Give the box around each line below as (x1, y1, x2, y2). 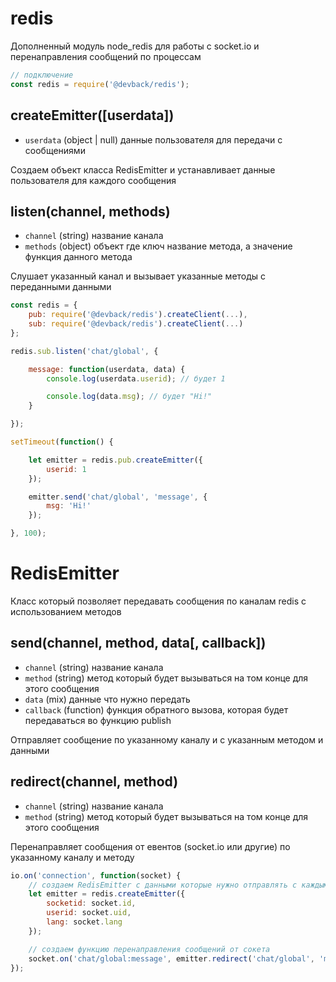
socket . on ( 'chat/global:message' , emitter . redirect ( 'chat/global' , (28, 953, 315, 964)
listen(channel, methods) (10, 203, 171, 220)
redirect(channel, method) (10, 773, 179, 791)
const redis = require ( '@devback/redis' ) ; (10, 79, 190, 89)
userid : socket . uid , (46, 908, 132, 918)
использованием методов (10, 606, 122, 617)
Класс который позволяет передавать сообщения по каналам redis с (10, 595, 307, 607)
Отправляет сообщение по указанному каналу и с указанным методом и (10, 733, 324, 746)
